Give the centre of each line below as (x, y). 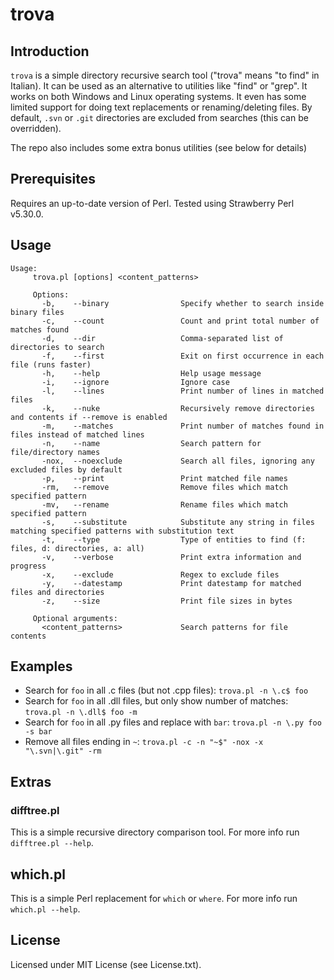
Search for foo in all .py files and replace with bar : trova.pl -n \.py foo (173, 722)
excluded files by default (66, 469)
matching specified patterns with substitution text (122, 531)
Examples (41, 666)
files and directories (57, 592)
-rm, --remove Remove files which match (164, 487)
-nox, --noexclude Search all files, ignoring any (178, 461)
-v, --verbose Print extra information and (171, 557)
